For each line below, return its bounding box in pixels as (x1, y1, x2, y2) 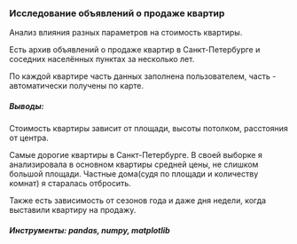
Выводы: (9, 100, 44, 111)
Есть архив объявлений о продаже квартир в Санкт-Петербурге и (9, 44, 261, 55)
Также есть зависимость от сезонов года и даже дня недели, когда (9, 195, 267, 206)
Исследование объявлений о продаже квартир (9, 7, 225, 20)
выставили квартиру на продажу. (9, 205, 137, 216)
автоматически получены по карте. (9, 81, 145, 91)
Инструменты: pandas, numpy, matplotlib (9, 224, 170, 235)
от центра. (9, 132, 49, 144)
